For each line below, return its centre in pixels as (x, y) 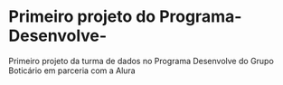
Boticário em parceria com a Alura (72, 71)
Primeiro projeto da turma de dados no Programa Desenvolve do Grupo (141, 61)
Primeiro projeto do (82, 17)
